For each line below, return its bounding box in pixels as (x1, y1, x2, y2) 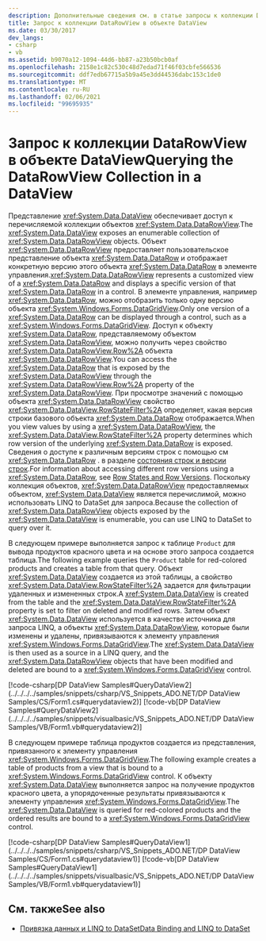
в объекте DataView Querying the (8, 152, 234, 169)
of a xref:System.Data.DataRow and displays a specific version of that (8, 278, 236, 288)
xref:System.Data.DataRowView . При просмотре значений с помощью (8, 388, 244, 398)
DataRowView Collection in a (8, 168, 202, 186)
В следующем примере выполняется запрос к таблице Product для (8, 539, 236, 548)
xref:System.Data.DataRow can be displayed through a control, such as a (8, 313, 247, 322)
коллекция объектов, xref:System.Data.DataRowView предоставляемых (8, 481, 249, 490)
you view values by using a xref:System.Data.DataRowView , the (8, 422, 216, 432)
